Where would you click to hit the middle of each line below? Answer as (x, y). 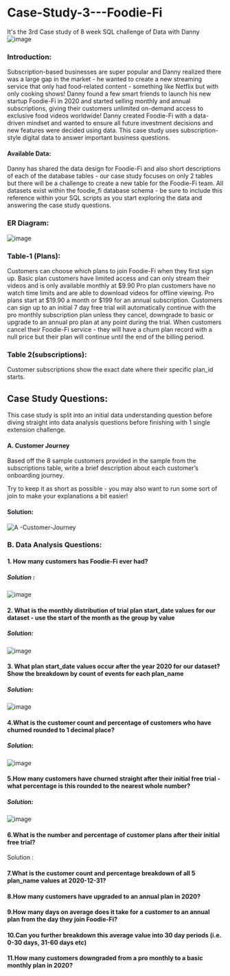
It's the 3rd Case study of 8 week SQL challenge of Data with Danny (104, 32)
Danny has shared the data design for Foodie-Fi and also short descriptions (114, 169)
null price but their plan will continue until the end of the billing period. (106, 337)
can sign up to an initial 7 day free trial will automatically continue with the (112, 308)
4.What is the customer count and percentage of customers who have (109, 722)
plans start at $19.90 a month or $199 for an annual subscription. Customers (115, 300)
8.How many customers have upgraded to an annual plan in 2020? (104, 896)
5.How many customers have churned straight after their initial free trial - (114, 778)
